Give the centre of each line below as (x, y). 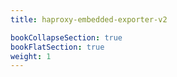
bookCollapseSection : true (66, 37)
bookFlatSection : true (57, 47)
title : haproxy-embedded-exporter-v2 (89, 19)
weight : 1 (31, 56)
